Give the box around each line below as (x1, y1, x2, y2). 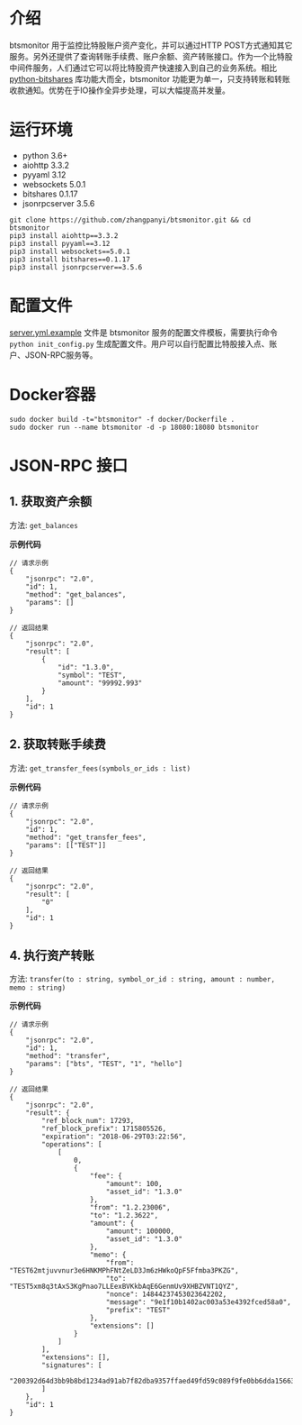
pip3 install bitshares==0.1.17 (9, 254, 130, 264)
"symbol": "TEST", (57, 671, 127, 680)
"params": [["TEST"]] (25, 840, 106, 850)
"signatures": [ (41, 1361, 102, 1370)
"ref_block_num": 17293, (41, 1117, 135, 1126)
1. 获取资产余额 (9, 494, 93, 509)
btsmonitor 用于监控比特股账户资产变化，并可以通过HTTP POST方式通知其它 (9, 40, 293, 50)
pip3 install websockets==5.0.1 (9, 247, 130, 256)
